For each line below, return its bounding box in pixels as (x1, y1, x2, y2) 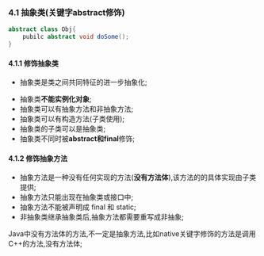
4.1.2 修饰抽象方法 (8, 153, 68, 163)
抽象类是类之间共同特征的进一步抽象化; (19, 78, 148, 87)
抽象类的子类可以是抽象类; (19, 124, 106, 134)
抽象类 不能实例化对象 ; (19, 94, 93, 104)
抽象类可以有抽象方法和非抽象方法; (19, 105, 134, 114)
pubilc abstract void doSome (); (22, 33, 129, 41)
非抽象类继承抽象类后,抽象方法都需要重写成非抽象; (19, 212, 185, 222)
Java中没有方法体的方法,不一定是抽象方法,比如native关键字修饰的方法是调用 (8, 229, 256, 239)
